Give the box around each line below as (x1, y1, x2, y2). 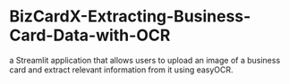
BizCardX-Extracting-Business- (9, 6, 251, 27)
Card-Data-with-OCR (9, 25, 171, 46)
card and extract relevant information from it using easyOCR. (9, 64, 234, 75)
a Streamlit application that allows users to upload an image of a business (9, 55, 281, 65)
